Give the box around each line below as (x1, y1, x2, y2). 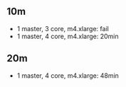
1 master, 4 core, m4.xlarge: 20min (16, 32, 119, 40)
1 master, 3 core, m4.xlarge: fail (16, 24, 110, 33)
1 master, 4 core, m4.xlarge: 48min (16, 71, 119, 80)
